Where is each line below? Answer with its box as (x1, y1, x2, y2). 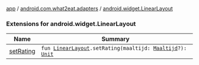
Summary (101, 35, 130, 43)
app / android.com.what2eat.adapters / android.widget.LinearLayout (6, 5, 173, 12)
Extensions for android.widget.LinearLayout (6, 19, 136, 28)
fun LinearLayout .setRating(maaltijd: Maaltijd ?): (41, 45, 187, 52)
